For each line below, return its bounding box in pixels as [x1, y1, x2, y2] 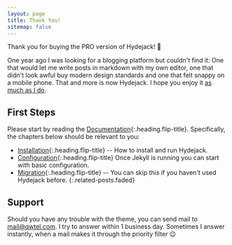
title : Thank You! [7, 17, 61, 24]
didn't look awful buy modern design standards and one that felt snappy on [7, 71, 225, 79]
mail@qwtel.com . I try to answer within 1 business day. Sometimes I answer [7, 223, 226, 230]
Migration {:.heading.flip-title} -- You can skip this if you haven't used [17, 168, 217, 177]
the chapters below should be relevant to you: [7, 133, 140, 141]
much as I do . [7, 86, 47, 95]
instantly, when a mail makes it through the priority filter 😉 [7, 230, 177, 238]
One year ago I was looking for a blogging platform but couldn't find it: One [7, 56, 224, 65]
